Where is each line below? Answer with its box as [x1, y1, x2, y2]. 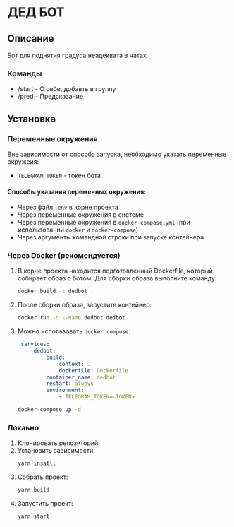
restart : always [46, 380, 94, 387]
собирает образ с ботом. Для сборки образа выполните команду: [17, 274, 217, 283]
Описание [7, 32, 54, 45]
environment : [46, 386, 85, 394]
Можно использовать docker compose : [17, 327, 131, 336]
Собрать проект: [17, 473, 68, 481]
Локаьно [7, 422, 39, 432]
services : [20, 341, 50, 348]
